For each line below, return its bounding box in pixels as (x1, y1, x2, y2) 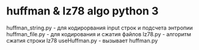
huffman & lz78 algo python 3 (6, 4, 159, 18)
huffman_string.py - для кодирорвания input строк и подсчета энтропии (6, 24, 194, 31)
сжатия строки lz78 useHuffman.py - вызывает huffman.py (6, 37, 158, 44)
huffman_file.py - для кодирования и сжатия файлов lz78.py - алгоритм (6, 30, 191, 37)
